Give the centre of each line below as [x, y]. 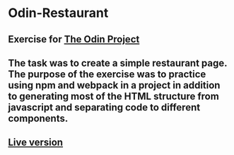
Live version [35, 143]
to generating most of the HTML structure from [114, 96]
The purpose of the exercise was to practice [107, 74]
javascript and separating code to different [104, 107]
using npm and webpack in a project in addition [114, 85]
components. [38, 118]
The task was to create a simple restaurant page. [118, 63]
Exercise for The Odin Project [74, 39]
